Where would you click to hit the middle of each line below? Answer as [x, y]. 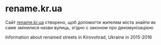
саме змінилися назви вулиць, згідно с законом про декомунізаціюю [79, 27]
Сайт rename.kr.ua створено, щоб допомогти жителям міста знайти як [80, 22]
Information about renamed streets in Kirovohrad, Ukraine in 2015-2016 [78, 37]
